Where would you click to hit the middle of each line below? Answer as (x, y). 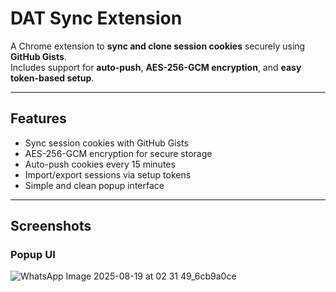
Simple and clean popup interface (94, 185)
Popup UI (33, 255)
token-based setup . (52, 78)
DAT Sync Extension (96, 18)
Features (38, 118)
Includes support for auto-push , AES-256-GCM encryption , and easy (156, 67)
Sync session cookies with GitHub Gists (106, 143)
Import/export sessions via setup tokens (108, 174)
